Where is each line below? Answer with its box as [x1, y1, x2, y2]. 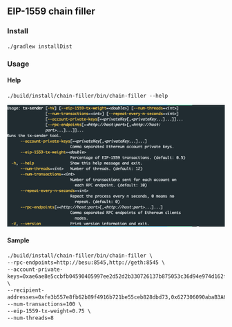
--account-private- [7, 266, 64, 273]
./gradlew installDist [7, 43, 72, 50]
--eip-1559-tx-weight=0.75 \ [7, 308, 91, 315]
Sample [7, 236, 30, 245]
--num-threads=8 [7, 315, 54, 321]
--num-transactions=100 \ [7, 301, 81, 308]
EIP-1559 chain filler [7, 6, 95, 17]
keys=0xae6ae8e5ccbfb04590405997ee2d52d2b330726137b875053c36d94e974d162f [7, 273, 227, 280]
